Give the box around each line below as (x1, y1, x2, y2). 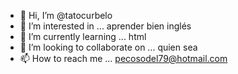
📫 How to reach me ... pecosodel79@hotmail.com (19, 53, 228, 64)
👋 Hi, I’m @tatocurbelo (19, 10, 113, 21)
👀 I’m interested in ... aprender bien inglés (19, 20, 192, 32)
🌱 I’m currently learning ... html (19, 31, 147, 42)
